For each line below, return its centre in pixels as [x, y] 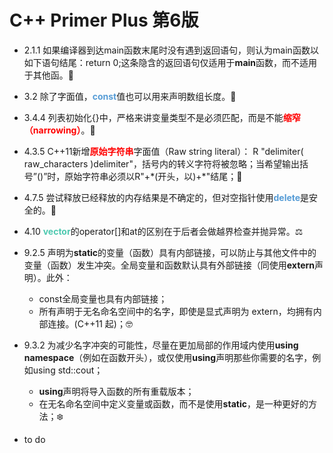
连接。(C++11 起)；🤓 [90, 323]
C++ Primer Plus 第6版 [104, 20]
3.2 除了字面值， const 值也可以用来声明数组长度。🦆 [130, 96]
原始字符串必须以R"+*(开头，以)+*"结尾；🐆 [153, 176]
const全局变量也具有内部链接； [103, 298]
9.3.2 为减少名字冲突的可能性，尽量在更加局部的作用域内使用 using [161, 345]
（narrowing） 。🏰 [59, 130]
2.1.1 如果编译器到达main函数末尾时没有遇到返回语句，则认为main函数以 [171, 50]
